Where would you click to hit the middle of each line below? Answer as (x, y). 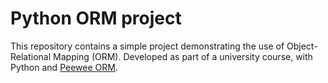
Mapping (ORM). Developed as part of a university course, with (183, 56)
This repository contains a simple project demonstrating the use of (147, 46)
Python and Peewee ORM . (64, 67)
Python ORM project (96, 18)
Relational (31, 56)
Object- (302, 46)
